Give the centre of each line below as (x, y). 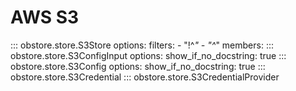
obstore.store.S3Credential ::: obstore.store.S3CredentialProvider (145, 77)
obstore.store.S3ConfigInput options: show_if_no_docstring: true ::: (148, 55)
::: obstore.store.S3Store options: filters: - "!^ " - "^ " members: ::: (142, 45)
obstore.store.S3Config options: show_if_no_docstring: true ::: (138, 66)
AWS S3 (45, 17)
